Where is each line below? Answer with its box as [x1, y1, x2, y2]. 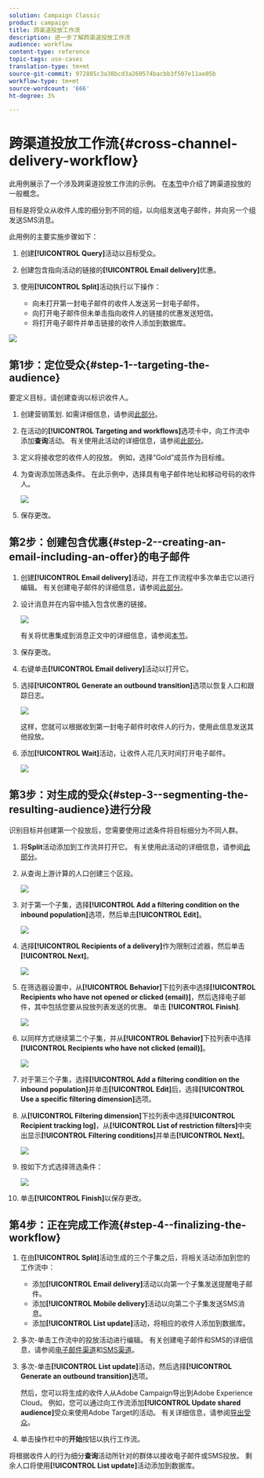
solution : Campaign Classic [9, 11, 101, 20]
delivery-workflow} [9, 152, 139, 170]
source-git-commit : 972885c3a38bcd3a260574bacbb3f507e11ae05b [9, 70, 216, 78]
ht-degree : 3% [9, 92, 56, 100]
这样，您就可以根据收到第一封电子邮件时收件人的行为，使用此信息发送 [20, 721, 248, 731]
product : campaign [9, 19, 69, 27]
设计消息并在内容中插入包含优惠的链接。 [20, 599, 151, 608]
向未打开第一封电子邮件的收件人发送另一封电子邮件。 [31, 299, 204, 308]
